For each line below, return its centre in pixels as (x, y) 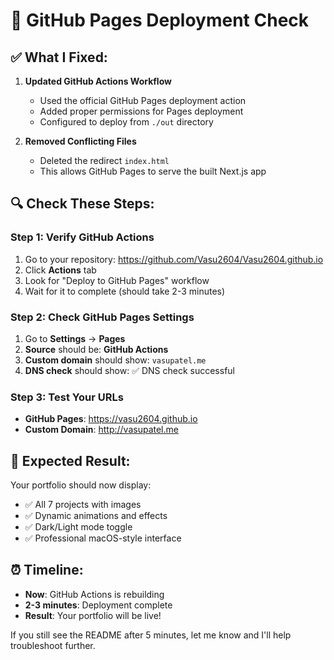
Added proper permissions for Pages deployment (141, 111)
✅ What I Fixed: (59, 57)
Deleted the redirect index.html (104, 160)
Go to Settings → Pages (75, 338)
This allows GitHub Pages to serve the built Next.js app (153, 171)
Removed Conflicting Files (80, 141)
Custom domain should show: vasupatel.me (115, 360)
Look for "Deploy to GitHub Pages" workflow (117, 280)
